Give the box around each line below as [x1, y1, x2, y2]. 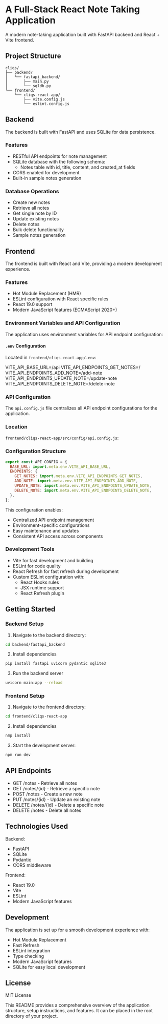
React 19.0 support [12, 301, 53, 308]
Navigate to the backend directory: [12, 632, 86, 638]
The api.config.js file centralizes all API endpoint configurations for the [5, 405, 158, 411]
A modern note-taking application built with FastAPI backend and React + [5, 31, 160, 37]
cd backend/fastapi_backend [5, 642, 65, 647]
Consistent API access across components [12, 533, 103, 539]
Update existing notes [12, 216, 59, 222]
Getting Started [5, 605, 56, 613]
